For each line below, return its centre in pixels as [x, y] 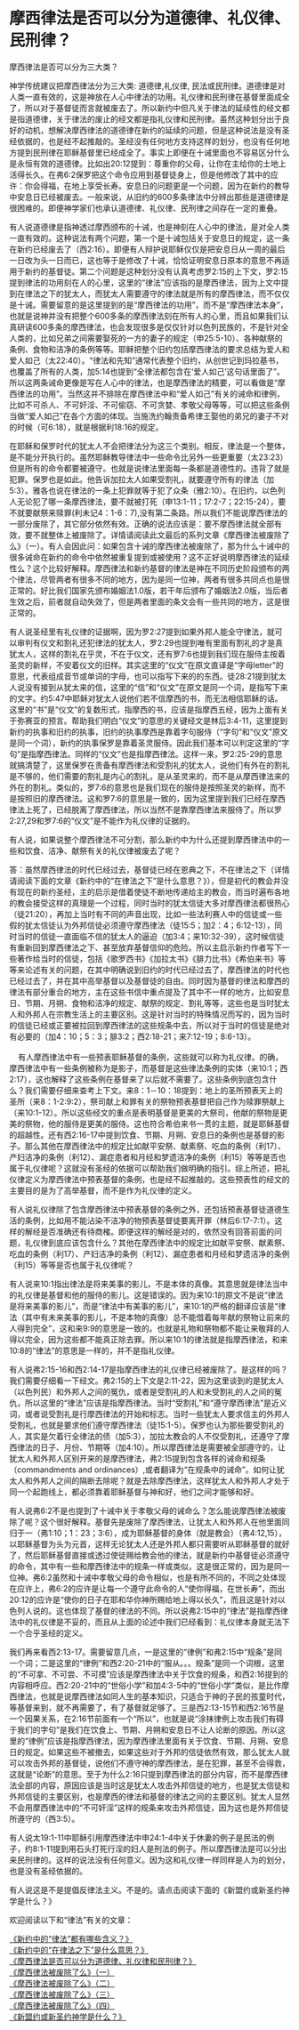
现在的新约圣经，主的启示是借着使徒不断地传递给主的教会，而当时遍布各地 [153, 891]
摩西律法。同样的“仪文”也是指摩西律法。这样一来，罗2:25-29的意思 [159, 753]
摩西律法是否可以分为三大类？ [64, 67]
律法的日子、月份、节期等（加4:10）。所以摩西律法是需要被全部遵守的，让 [151, 1447]
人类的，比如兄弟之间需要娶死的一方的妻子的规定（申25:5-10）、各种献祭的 [146, 338]
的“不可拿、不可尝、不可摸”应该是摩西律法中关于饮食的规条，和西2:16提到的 [149, 1674]
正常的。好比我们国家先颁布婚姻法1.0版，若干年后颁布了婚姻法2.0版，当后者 [149, 590]
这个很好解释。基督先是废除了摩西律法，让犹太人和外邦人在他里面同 [165, 1521]
